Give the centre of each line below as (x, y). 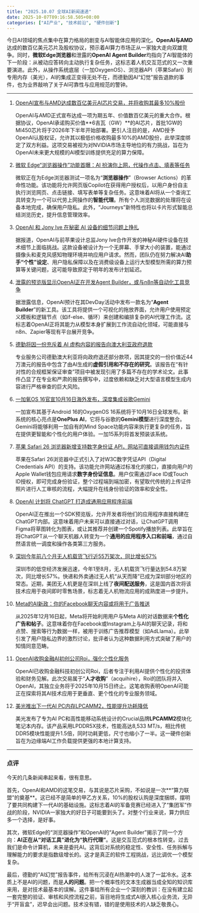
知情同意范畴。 (33, 646)
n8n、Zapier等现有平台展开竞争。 (56, 332)
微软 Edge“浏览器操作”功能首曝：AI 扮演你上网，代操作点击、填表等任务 (103, 165)
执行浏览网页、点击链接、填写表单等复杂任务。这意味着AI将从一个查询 (101, 193)
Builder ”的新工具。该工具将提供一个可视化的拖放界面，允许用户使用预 (100, 309)
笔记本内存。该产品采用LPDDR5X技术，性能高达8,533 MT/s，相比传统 (100, 726)
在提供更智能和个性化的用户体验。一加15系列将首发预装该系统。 (93, 434)
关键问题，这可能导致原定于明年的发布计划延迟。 (85, 270)
